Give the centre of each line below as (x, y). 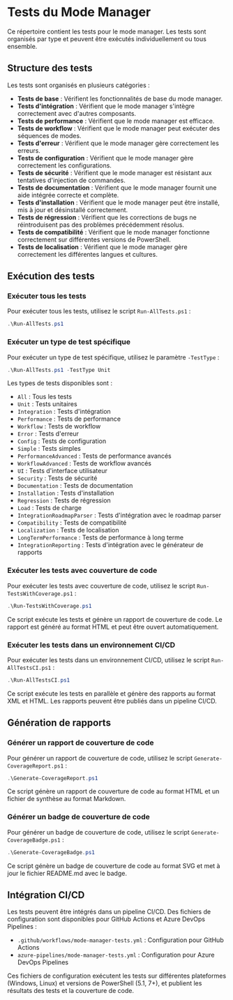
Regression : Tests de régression (64, 500)
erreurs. (29, 150)
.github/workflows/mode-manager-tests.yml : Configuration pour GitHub (121, 940)
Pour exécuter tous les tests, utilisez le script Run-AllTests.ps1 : (99, 311)
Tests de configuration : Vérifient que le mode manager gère (105, 158)
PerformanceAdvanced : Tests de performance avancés (95, 456)
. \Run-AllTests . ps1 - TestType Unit (59, 370)
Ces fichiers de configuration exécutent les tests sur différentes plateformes (117, 976)
